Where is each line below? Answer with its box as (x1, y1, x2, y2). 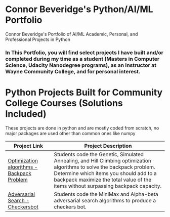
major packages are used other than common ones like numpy (5, 130, 136, 136)
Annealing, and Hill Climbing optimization (54, 157, 152, 164)
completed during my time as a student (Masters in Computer (5, 55, 160, 62)
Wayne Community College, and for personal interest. (5, 68, 141, 75)
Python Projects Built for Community (5, 87, 163, 98)
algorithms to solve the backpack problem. (54, 163, 155, 170)
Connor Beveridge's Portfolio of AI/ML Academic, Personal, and (5, 31, 138, 37)
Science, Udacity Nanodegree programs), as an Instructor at (5, 62, 157, 69)
